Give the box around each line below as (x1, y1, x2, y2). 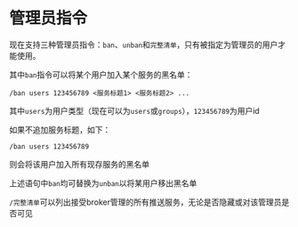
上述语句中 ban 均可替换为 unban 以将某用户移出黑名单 (9, 177, 197, 188)
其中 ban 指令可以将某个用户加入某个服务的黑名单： (9, 69, 193, 80)
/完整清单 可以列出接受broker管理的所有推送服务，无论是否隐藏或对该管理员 (9, 197, 282, 207)
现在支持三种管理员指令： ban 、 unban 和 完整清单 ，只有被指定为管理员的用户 (9, 39, 278, 50)
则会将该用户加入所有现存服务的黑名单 (9, 158, 149, 169)
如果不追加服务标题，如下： (9, 124, 111, 134)
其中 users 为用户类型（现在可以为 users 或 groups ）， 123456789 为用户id (9, 105, 260, 116)
